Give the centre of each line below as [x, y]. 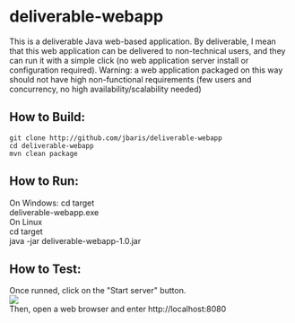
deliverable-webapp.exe [54, 212]
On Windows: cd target [52, 203]
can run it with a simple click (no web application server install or [129, 60]
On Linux [26, 222]
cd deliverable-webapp [52, 145]
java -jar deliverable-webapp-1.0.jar [75, 240]
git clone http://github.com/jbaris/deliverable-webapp [116, 138]
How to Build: [48, 117]
